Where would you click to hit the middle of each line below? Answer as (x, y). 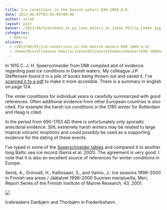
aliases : (14, 42)
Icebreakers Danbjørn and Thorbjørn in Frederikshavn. (61, 202)
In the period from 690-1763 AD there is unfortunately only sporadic (75, 122)
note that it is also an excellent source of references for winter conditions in (83, 157)
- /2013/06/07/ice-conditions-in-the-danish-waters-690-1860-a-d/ (80, 47)
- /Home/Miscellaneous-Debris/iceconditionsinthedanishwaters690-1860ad (86, 51)
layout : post (19, 24)
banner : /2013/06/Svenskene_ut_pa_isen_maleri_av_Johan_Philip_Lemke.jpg (83, 28)
